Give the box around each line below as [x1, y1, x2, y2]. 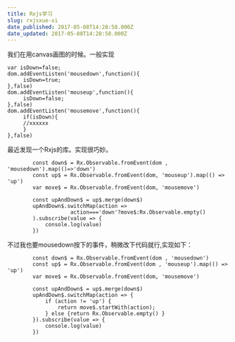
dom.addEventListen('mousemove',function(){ [7, 107, 140, 115]
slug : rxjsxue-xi [7, 17, 58, 24]
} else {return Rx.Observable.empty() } [44, 310, 165, 317]
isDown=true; [23, 77, 61, 84]
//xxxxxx [23, 120, 49, 127]
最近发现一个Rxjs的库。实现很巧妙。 [7, 145, 113, 154]
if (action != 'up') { [44, 298, 112, 305]
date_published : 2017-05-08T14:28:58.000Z [7, 23, 134, 30]
